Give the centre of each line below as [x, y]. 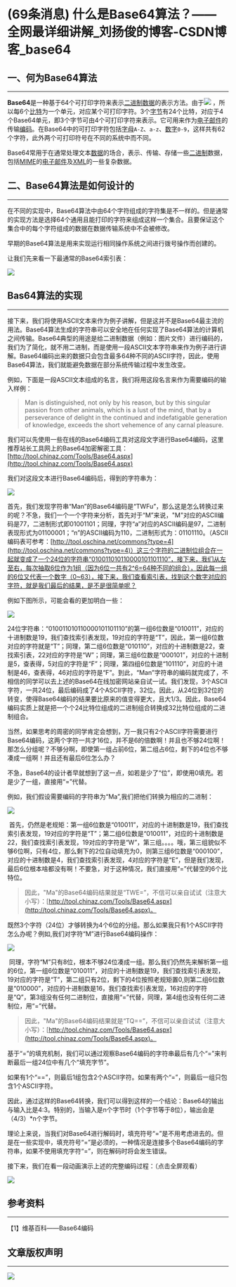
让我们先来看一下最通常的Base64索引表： [68, 258]
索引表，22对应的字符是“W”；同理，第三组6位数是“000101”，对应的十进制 [120, 654]
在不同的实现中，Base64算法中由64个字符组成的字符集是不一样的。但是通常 [118, 210]
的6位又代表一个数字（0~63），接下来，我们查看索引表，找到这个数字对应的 [117, 576]
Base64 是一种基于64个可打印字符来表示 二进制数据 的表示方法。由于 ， [113, 102]
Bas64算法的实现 [45, 296]
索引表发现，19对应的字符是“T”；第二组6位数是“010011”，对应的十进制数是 [116, 833]
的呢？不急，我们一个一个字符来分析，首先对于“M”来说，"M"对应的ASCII [113, 515]
